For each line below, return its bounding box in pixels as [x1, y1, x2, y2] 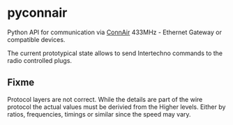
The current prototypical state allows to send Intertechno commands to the [7, 49, 223, 57]
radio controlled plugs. [7, 56, 72, 64]
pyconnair [7, 5, 68, 21]
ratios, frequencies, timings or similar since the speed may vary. [7, 110, 191, 118]
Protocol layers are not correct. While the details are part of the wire [7, 95, 203, 103]
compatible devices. [7, 35, 66, 43]
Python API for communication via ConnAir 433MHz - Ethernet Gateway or [7, 28, 222, 36]
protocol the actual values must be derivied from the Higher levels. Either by [7, 103, 226, 111]
